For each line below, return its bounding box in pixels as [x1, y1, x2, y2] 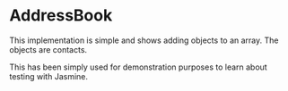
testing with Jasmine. [9, 70, 88, 81]
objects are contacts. [9, 44, 88, 54]
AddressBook [9, 5, 113, 26]
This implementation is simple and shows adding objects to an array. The [9, 35, 279, 45]
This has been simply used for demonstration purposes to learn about [9, 62, 267, 72]
